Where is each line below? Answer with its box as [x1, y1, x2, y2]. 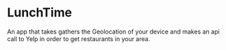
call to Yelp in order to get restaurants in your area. [7, 34, 151, 42]
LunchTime [7, 5, 73, 21]
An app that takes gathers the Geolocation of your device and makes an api [7, 27, 221, 36]
